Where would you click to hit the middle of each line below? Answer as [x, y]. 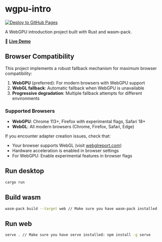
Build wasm [23, 198]
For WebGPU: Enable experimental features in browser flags [72, 156]
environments [26, 98]
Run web [19, 224]
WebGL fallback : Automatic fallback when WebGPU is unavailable [78, 88]
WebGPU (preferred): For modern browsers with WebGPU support [78, 83]
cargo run [15, 182]
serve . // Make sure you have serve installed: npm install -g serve [78, 235]
